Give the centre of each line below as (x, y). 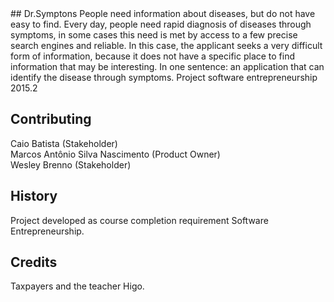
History (34, 196)
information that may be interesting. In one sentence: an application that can (167, 66)
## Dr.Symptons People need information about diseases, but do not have (163, 13)
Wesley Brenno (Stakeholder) (71, 164)
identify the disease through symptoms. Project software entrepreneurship (164, 77)
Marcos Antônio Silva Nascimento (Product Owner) (115, 154)
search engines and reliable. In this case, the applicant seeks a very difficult (166, 45)
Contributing (51, 119)
